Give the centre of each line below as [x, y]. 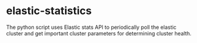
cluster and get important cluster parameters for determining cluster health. [99, 33]
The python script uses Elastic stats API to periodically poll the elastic [91, 27]
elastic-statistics [49, 11]
